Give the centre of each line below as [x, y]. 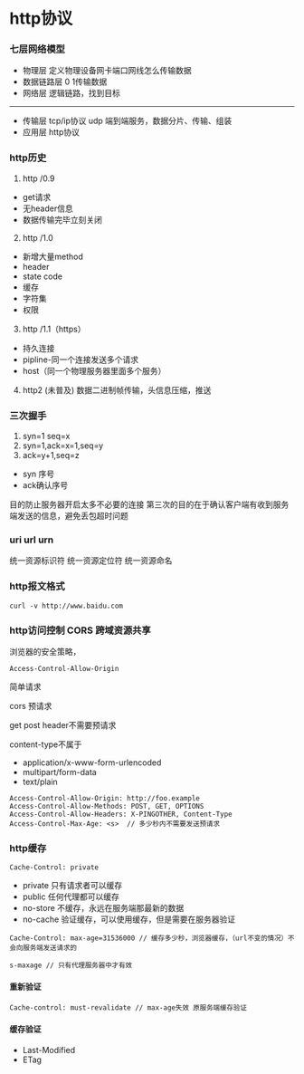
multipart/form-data [59, 772]
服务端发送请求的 [49, 948]
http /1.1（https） [54, 329]
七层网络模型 [38, 49]
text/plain [40, 782]
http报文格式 [37, 587]
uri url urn [32, 540]
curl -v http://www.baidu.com [66, 606]
